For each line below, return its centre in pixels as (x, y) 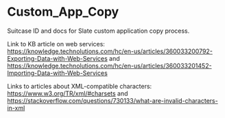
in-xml (16, 108)
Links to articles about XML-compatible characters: (80, 86)
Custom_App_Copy (63, 12)
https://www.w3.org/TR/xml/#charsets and (68, 93)
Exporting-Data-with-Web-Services (57, 58)
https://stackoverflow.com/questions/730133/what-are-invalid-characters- (113, 100)
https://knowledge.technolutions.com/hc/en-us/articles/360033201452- (109, 65)
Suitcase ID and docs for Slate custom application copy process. (98, 31)
